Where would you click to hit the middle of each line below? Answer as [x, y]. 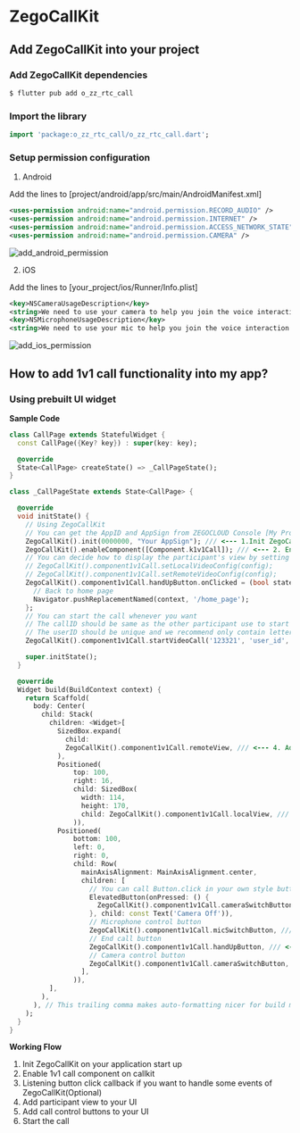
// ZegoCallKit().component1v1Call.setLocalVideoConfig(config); [150, 566]
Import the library [48, 116]
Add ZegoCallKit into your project [104, 50]
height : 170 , [105, 805]
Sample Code [35, 418]
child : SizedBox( [105, 789]
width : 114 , [103, 798]
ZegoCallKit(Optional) [62, 1093]
